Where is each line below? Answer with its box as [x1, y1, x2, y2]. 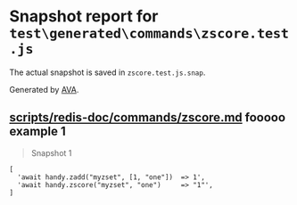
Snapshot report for [9, 6, 159, 27]
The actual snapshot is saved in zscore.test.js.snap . [9, 67, 206, 78]
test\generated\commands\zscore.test [9, 25, 290, 42]
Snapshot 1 [30, 147, 72, 158]
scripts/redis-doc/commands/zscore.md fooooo [9, 110, 286, 126]
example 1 [9, 124, 67, 139]
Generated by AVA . [9, 84, 79, 94]
